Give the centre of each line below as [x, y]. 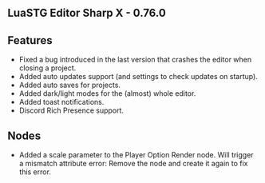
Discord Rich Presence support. [71, 110]
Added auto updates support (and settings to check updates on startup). [138, 77]
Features [30, 40]
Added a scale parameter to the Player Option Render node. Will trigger [136, 155]
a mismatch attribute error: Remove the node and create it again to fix [133, 164]
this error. [35, 172]
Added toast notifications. [61, 102]
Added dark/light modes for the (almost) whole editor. [107, 93]
